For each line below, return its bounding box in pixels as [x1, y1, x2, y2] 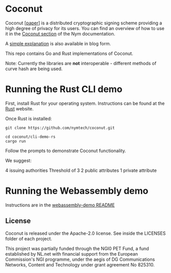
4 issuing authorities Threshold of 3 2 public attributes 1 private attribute [5, 167, 157, 173]
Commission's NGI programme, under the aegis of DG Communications [5, 256, 155, 262]
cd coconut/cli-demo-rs [5, 134, 56, 139]
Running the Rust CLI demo [5, 83, 123, 95]
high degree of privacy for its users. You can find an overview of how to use [5, 25, 164, 31]
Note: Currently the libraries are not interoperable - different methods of [5, 60, 157, 66]
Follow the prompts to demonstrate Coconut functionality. [5, 147, 126, 154]
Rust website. [5, 105, 34, 112]
